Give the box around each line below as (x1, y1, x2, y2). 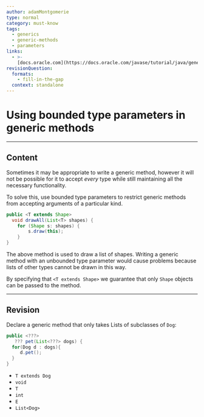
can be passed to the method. (6, 282, 81, 289)
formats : (12, 71, 34, 77)
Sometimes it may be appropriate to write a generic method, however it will (6, 168, 194, 176)
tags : (6, 25, 20, 32)
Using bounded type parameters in (6, 108, 186, 122)
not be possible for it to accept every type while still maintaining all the (6, 175, 183, 182)
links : (6, 48, 23, 55)
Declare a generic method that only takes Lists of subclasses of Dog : (6, 321, 177, 328)
